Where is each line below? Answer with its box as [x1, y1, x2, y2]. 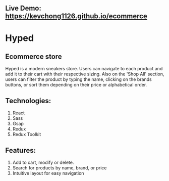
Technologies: [5, 96, 51, 105]
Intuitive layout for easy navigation [12, 170, 84, 176]
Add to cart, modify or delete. [12, 159, 74, 166]
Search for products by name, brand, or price [12, 165, 107, 171]
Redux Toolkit [12, 131, 41, 138]
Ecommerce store [5, 52, 62, 61]
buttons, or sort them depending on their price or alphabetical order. [5, 82, 147, 88]
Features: [5, 146, 36, 155]
